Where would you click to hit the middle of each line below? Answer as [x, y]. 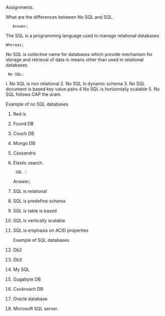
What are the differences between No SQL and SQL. [60, 17]
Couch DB [24, 134]
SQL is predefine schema [39, 201]
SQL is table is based [35, 211]
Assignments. [20, 7]
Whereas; [15, 45]
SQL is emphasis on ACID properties [51, 230]
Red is [20, 114]
